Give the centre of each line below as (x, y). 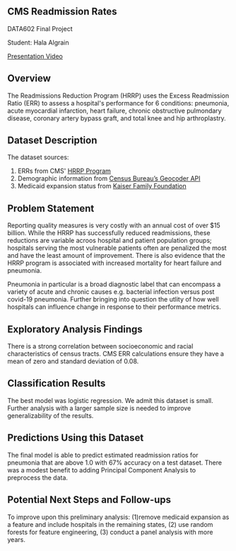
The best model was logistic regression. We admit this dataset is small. (110, 400)
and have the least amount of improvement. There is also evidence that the (116, 256)
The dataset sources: (38, 157)
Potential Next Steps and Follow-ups (89, 500)
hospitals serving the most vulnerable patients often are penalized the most (117, 248)
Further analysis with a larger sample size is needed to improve (99, 408)
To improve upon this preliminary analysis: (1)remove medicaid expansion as (118, 517)
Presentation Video (35, 56)
